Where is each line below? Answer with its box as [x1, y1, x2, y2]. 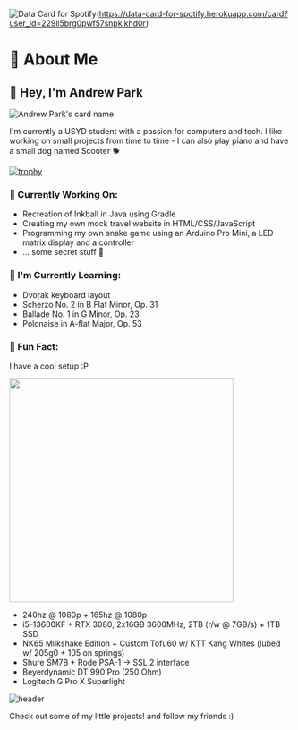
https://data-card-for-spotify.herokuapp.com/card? [98, 9, 288, 19]
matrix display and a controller [21, 237, 134, 248]
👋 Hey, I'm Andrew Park [9, 85, 143, 100]
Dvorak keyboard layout [21, 289, 111, 300]
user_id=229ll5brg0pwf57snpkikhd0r [9, 18, 146, 29]
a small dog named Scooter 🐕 [9, 146, 121, 156]
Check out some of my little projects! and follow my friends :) [9, 710, 234, 721]
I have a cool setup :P [9, 361, 89, 371]
